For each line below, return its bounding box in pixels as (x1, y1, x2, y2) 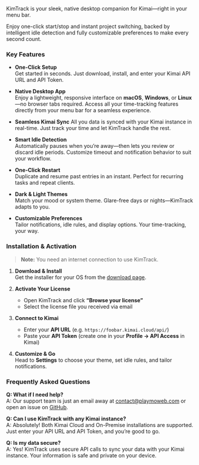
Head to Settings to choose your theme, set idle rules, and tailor (14, 356, 172, 363)
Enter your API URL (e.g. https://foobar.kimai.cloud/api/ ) (23, 326, 169, 333)
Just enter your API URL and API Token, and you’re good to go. (6, 428, 160, 435)
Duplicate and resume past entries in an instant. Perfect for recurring (14, 173, 184, 180)
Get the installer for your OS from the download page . (14, 273, 147, 281)
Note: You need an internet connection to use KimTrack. (20, 255, 159, 263)
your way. (14, 227, 39, 235)
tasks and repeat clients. (14, 179, 75, 186)
